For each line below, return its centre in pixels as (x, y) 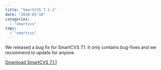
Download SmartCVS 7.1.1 (31, 62)
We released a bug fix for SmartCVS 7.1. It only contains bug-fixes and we (81, 47)
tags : (11, 28)
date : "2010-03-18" (25, 14)
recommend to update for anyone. (40, 52)
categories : (17, 19)
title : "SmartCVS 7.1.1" (31, 10)
